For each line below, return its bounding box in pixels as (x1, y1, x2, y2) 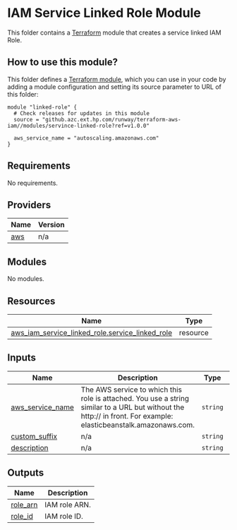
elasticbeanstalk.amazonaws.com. (80, 420, 195, 430)
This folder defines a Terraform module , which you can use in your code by (7, 75, 226, 83)
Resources (7, 295, 56, 307)
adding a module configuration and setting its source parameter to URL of (7, 83, 222, 91)
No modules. (7, 275, 44, 283)
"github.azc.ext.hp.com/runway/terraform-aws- (42, 116, 181, 123)
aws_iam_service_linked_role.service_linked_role (11, 328, 173, 337)
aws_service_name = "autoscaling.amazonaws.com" (13, 134, 159, 142)
